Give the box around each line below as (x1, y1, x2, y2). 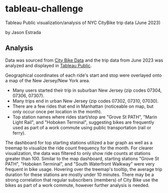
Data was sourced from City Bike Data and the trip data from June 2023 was (5, 57, 163, 63)
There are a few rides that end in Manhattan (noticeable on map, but (12, 103, 154, 109)
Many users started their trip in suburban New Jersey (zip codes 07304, (12, 87, 162, 93)
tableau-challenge (5, 3, 84, 15)
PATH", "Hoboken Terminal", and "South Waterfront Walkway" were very (5, 161, 155, 167)
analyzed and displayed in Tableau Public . (5, 62, 92, 68)
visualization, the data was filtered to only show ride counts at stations (5, 150, 151, 156)
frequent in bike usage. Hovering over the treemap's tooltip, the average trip (5, 166, 162, 172)
